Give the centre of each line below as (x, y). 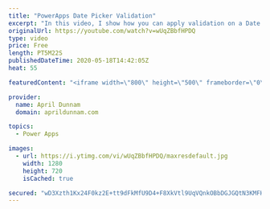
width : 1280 (43, 163)
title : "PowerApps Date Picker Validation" (82, 16)
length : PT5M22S (35, 53)
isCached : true (48, 178)
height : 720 (43, 171)
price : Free (28, 46)
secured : (23, 193)
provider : (25, 97)
